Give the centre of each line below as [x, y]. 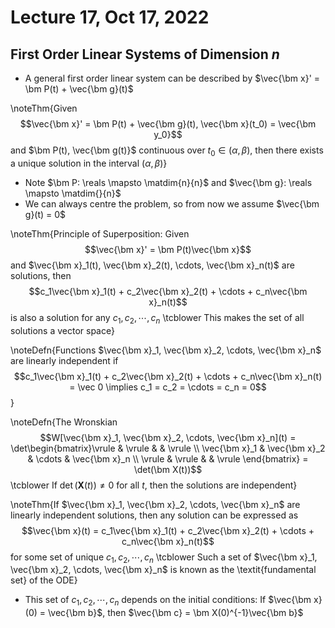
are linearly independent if [64, 360]
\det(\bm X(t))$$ [168, 469]
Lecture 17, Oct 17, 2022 [110, 17]
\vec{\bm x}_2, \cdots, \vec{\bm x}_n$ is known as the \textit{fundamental [163, 570]
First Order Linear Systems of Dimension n [145, 54]
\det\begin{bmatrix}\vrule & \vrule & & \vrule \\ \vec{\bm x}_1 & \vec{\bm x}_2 [168, 448]
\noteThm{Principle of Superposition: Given [100, 233]
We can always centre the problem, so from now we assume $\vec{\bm [172, 203]
